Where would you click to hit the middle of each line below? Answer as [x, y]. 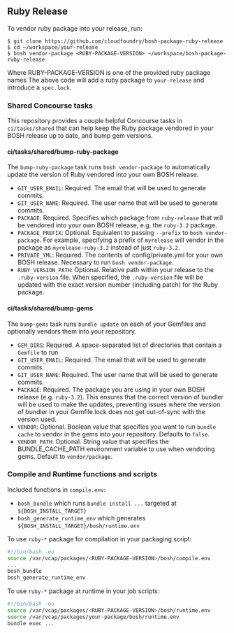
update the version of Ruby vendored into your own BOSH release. [103, 175]
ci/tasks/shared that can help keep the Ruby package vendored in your [111, 128]
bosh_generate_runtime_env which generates [81, 518]
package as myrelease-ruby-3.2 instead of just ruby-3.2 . [98, 248]
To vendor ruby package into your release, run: [75, 28]
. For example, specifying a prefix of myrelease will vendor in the [132, 240]
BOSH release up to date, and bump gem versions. [80, 136]
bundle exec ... [31, 623]
